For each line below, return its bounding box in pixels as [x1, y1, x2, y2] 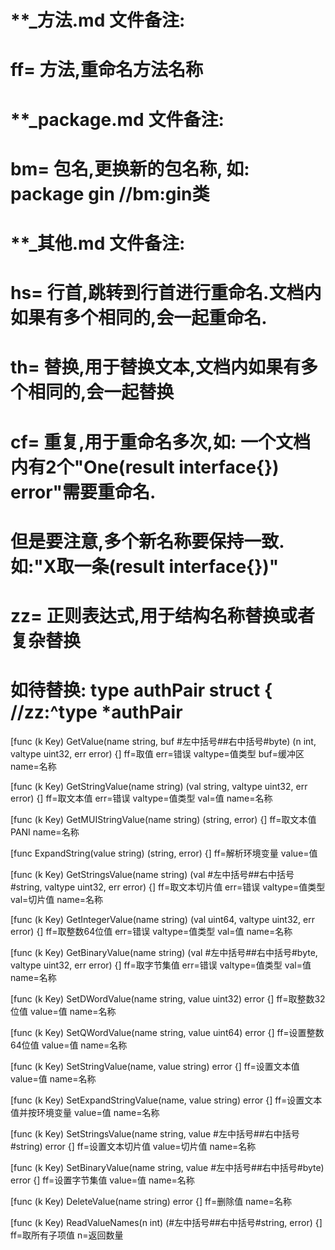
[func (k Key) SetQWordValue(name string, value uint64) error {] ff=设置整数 [10, 1026, 325, 1038]
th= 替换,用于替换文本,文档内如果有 [10, 356, 302, 379]
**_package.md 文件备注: [10, 108, 225, 131]
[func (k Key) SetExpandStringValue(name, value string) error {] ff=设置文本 [10, 1094, 323, 1106]
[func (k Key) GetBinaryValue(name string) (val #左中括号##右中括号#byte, [10, 946, 318, 958]
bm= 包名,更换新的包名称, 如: [10, 157, 250, 180]
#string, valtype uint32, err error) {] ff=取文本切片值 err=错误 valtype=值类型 [10, 881, 326, 893]
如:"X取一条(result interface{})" [10, 555, 280, 578]
